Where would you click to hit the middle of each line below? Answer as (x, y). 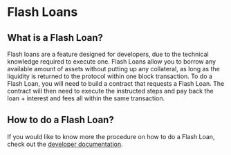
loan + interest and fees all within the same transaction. (86, 98)
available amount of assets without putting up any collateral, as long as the (113, 69)
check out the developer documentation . (65, 144)
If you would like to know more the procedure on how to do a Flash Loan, (111, 136)
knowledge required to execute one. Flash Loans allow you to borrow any (112, 62)
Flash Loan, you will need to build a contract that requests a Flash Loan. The (116, 83)
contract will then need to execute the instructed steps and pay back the (110, 91)
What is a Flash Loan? (55, 38)
